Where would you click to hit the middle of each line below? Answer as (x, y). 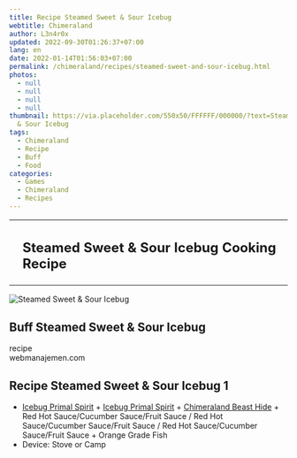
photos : (23, 75)
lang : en (25, 50)
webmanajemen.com (47, 358)
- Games (31, 182)
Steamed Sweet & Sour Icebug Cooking (149, 248)
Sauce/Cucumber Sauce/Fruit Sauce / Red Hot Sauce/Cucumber (140, 426)
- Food (29, 165)
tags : (19, 133)
